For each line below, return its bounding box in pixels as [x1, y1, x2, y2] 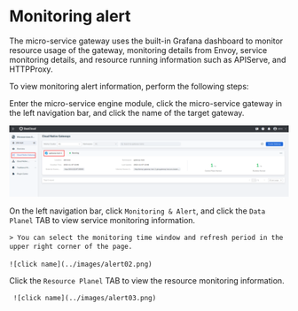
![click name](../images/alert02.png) [9, 260, 153, 268]
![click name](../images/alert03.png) [12, 293, 157, 302]
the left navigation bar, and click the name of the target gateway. [9, 107, 245, 118]
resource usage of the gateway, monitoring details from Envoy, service [9, 44, 268, 55]
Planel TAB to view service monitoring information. [9, 214, 196, 225]
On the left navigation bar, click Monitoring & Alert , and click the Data [9, 206, 266, 216]
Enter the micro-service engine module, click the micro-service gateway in [9, 97, 282, 108]
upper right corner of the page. [9, 242, 133, 251]
